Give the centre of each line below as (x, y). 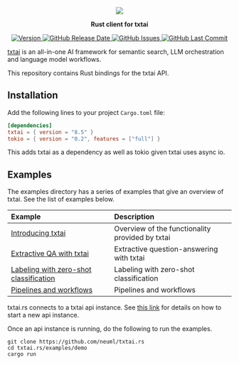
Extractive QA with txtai (50, 254)
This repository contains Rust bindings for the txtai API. (88, 73)
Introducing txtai (38, 233)
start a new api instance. (43, 315)
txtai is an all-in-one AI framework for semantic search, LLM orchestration (116, 52)
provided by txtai (142, 238)
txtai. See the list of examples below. (61, 200)
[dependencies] (30, 125)
